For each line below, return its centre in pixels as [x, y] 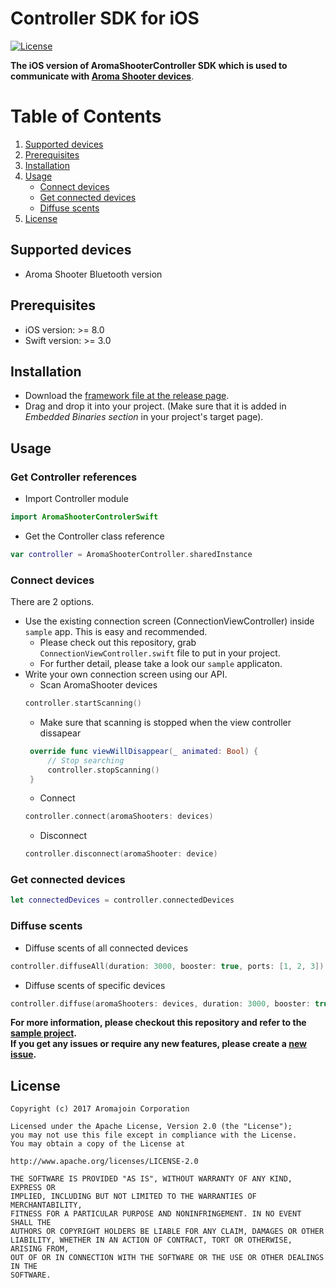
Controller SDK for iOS [105, 18]
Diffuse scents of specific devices [95, 985]
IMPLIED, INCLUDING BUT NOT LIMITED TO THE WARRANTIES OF [133, 1197]
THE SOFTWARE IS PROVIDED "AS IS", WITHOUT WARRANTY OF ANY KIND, [151, 1179]
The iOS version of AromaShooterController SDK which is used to [149, 65]
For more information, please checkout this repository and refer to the [158, 1023]
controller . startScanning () [83, 703]
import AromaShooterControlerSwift [84, 517]
